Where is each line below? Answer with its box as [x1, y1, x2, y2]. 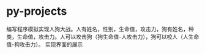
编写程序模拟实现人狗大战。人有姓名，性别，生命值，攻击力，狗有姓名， [6, 25, 188, 33]
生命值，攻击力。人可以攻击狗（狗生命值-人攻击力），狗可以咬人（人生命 [17, 33, 199, 40]
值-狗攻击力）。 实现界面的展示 [6, 40, 83, 48]
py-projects [6, 4, 67, 18]
